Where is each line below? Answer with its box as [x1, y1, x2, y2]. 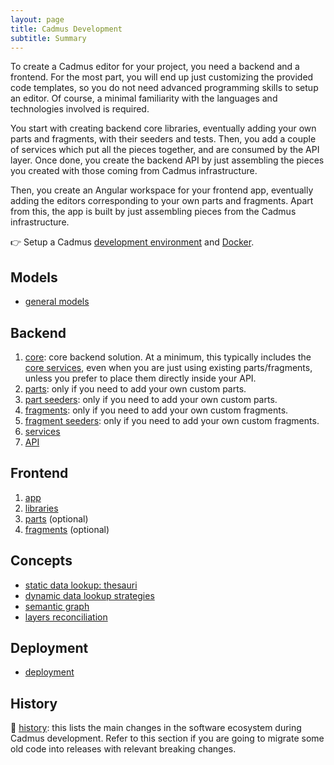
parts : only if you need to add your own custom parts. [24, 383, 247, 395]
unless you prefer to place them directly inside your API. [24, 372, 257, 384]
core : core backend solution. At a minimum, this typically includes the [24, 351, 312, 363]
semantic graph [24, 600, 90, 612]
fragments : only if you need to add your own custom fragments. [24, 404, 289, 416]
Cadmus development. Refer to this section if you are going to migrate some [10, 732, 325, 745]
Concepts [10, 552, 73, 570]
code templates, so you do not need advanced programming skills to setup [10, 82, 319, 94]
